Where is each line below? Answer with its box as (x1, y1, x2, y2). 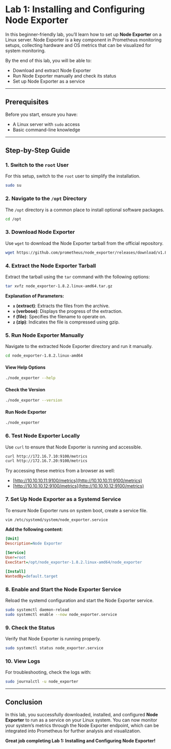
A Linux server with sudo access (12, 121, 80, 127)
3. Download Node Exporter (5, 229, 75, 236)
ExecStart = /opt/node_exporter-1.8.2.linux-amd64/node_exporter (5, 560, 142, 565)
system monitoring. (5, 47, 46, 54)
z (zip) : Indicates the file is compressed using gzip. (12, 319, 120, 325)
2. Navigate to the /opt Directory (5, 195, 87, 202)
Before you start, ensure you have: (5, 111, 78, 117)
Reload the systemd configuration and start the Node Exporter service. (5, 597, 154, 603)
